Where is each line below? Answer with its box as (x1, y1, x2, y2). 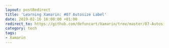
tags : (5, 30, 17, 35)
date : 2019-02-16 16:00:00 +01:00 (5, 16, 78, 21)
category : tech (5, 26, 37, 31)
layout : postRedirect (5, 7, 51, 12)
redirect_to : (5, 21, 33, 26)
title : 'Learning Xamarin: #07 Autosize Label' (5, 12, 107, 17)
